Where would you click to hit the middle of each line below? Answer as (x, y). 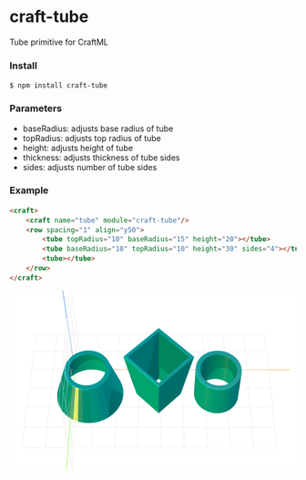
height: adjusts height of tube (78, 148)
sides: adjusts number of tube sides (90, 167)
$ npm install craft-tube (58, 86)
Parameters (36, 108)
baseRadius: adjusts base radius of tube (98, 128)
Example (29, 190)
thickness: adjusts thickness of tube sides (101, 158)
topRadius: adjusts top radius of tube (92, 138)
